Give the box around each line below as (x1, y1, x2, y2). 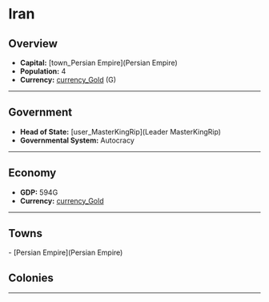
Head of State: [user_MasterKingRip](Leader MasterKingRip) (19, 127, 222, 136)
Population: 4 (19, 66, 66, 76)
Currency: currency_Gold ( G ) (19, 75, 117, 84)
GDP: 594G (19, 187, 58, 197)
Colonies (8, 271, 54, 284)
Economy (8, 166, 57, 180)
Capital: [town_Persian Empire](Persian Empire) (19, 58, 178, 67)
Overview (8, 37, 58, 50)
